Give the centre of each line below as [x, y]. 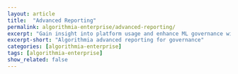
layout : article [31, 14]
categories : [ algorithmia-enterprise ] [64, 47]
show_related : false [38, 60]
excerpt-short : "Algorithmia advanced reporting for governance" [106, 40]
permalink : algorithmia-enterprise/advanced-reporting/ [91, 27]
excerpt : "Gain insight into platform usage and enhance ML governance [115, 33]
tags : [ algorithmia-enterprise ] [55, 54]
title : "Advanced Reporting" [52, 20]
